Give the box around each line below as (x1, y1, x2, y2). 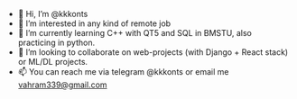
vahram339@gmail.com (17, 79, 107, 90)
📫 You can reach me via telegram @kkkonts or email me (17, 67, 229, 76)
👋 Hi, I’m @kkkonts (17, 9, 88, 19)
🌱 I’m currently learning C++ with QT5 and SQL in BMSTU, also (17, 28, 253, 38)
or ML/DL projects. (17, 57, 88, 67)
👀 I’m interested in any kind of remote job (17, 18, 172, 29)
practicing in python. (17, 37, 96, 48)
